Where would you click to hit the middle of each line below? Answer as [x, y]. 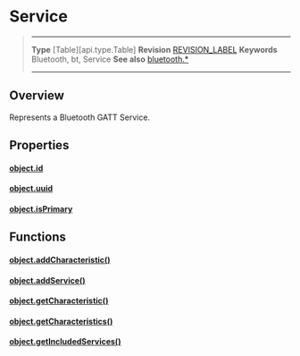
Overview [37, 96]
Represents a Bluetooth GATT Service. [79, 117]
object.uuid [31, 189]
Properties [39, 145]
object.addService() [48, 280]
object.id [26, 168]
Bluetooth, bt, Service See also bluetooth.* [110, 59]
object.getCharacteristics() [61, 321]
